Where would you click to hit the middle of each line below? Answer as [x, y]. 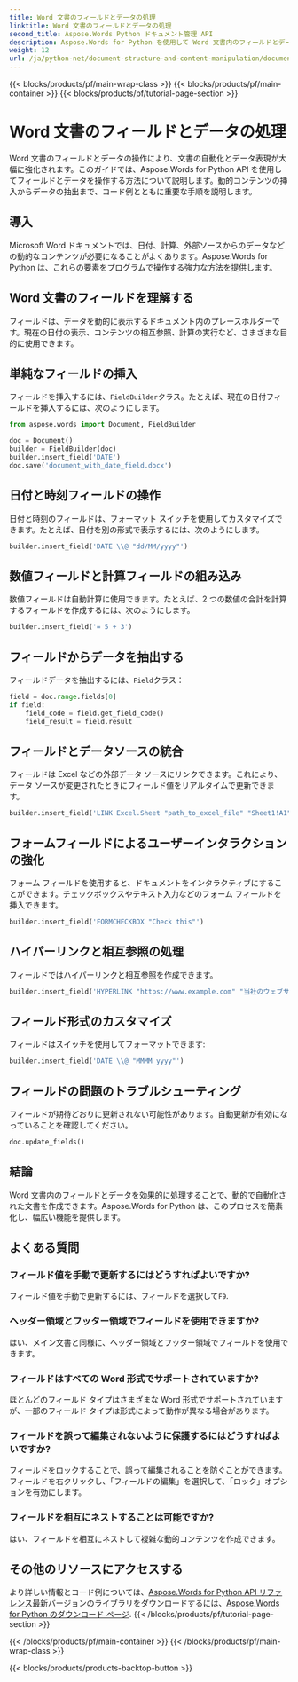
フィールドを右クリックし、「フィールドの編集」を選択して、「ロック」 [137, 1482]
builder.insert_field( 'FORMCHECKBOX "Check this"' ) [106, 922]
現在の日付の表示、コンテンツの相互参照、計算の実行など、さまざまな [152, 332]
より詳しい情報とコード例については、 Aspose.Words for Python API [133, 1592]
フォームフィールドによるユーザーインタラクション [148, 843]
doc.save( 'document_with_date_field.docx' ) [91, 465]
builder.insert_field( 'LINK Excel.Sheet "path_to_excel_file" [126, 813]
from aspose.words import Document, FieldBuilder [103, 425]
